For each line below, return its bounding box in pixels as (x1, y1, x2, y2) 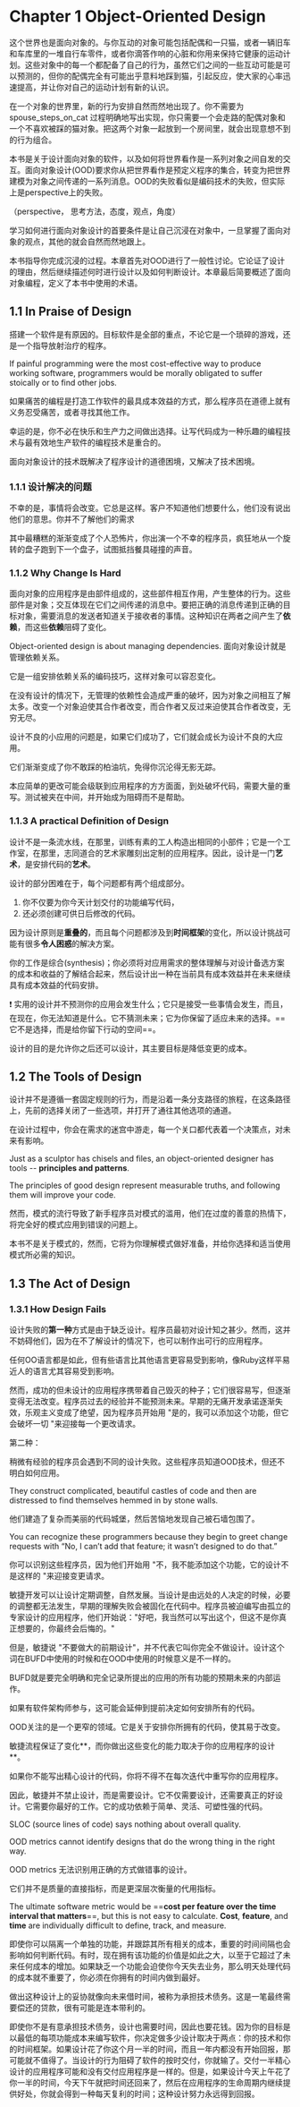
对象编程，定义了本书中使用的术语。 (9, 277, 143, 288)
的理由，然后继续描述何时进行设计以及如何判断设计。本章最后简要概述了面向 (9, 266, 291, 277)
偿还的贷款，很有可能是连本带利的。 (16, 2002, 150, 2013)
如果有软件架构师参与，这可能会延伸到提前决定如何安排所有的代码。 (9, 1702, 260, 1713)
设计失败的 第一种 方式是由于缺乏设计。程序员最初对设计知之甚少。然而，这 (9, 1325, 283, 1335)
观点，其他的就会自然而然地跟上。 (24, 235, 150, 247)
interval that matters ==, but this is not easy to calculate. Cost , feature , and (9, 1911, 288, 1922)
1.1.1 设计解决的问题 (9, 481, 92, 493)
